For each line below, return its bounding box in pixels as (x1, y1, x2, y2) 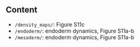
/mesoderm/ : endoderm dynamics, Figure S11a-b (14, 33, 134, 41)
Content (6, 5, 38, 15)
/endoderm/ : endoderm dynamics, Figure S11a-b (14, 27, 134, 34)
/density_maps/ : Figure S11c (14, 20, 85, 28)
